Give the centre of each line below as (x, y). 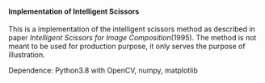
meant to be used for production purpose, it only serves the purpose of (127, 46)
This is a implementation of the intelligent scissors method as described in (132, 29)
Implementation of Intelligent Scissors (74, 11)
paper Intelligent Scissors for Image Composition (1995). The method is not (132, 38)
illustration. (27, 55)
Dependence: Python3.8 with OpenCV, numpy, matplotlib (103, 71)
